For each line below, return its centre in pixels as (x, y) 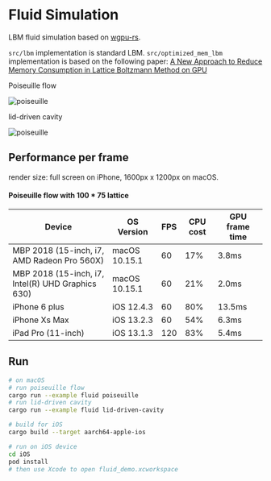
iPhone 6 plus (38, 306)
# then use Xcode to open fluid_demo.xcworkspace (94, 469)
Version (133, 231)
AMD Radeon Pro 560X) (58, 260)
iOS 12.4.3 (133, 306)
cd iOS (19, 454)
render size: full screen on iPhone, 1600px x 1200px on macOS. (114, 177)
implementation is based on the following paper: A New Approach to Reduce (135, 61)
